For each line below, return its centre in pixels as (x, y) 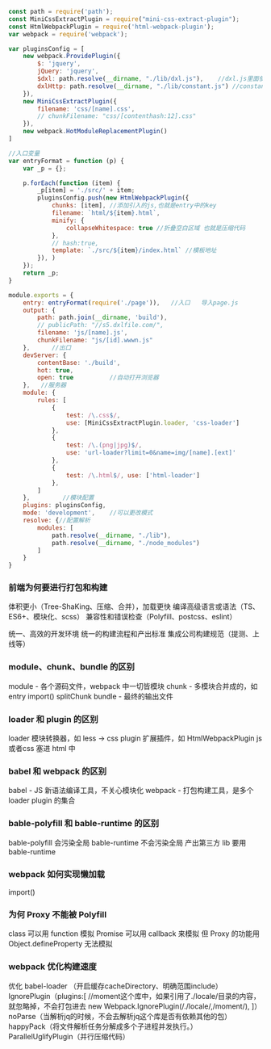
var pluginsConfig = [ (46, 48)
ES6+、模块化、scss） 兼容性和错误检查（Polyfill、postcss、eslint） (123, 617)
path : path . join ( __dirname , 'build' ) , (102, 318)
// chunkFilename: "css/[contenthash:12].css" (117, 116)
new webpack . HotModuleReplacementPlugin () (95, 132)
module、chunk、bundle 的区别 (72, 667)
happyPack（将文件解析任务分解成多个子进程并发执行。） (103, 1026)
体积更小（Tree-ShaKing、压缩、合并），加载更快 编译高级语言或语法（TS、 (134, 606)
